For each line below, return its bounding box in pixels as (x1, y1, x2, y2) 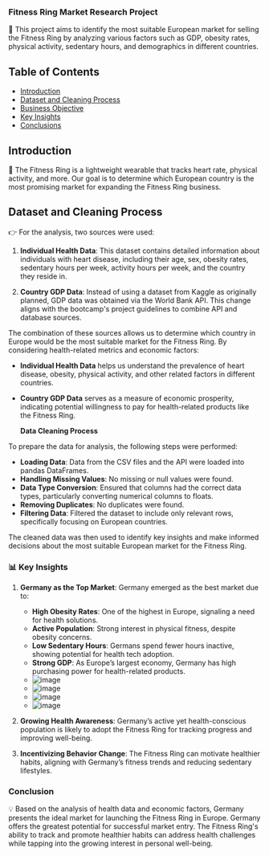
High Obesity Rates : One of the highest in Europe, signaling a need (31, 607, 255, 617)
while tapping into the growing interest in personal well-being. (8, 838, 214, 849)
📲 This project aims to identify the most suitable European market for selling (8, 25, 259, 35)
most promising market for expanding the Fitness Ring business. (8, 181, 222, 191)
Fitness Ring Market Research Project (8, 6, 158, 18)
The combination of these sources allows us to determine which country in (8, 328, 255, 337)
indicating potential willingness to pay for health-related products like (19, 402, 250, 411)
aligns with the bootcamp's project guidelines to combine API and (19, 304, 238, 313)
